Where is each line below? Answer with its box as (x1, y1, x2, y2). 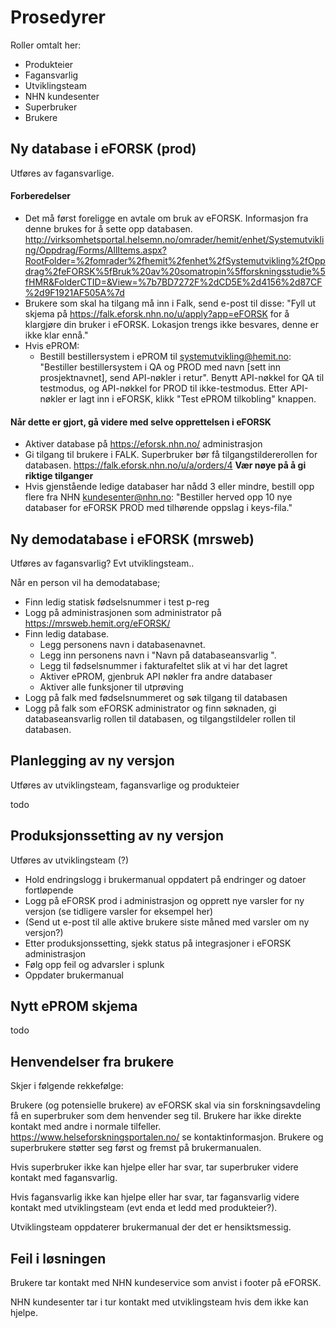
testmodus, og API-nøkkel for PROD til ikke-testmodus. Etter (39, 382, 288, 394)
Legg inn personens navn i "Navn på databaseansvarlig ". (39, 649, 277, 661)
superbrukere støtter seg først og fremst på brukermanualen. (10, 1142, 262, 1154)
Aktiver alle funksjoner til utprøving (39, 681, 184, 693)
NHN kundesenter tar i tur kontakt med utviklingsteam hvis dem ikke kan (10, 1296, 309, 1308)
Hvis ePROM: (24, 339, 80, 351)
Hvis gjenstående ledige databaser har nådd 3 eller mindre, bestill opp (24, 481, 315, 493)
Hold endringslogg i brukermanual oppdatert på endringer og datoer (24, 873, 307, 885)
